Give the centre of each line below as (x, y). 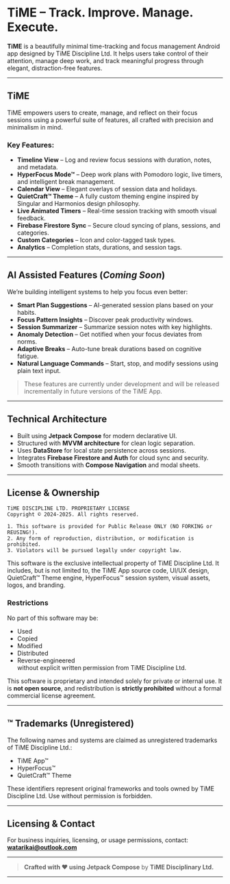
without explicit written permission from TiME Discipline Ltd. (102, 667)
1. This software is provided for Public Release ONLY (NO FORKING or (110, 527)
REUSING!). (23, 533)
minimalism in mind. (35, 127)
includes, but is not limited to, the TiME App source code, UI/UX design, (108, 571)
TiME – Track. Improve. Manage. (100, 13)
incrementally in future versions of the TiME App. (93, 391)
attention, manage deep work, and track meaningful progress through (105, 60)
